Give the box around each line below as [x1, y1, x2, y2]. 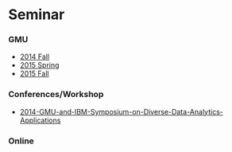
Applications [19, 115, 61, 125]
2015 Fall [19, 69, 49, 79]
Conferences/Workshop [8, 89, 104, 100]
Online [8, 135, 34, 146]
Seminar [8, 6, 65, 24]
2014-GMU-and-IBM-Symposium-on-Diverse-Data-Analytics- [19, 107, 224, 116]
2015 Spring [19, 60, 60, 70]
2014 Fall [19, 52, 50, 61]
